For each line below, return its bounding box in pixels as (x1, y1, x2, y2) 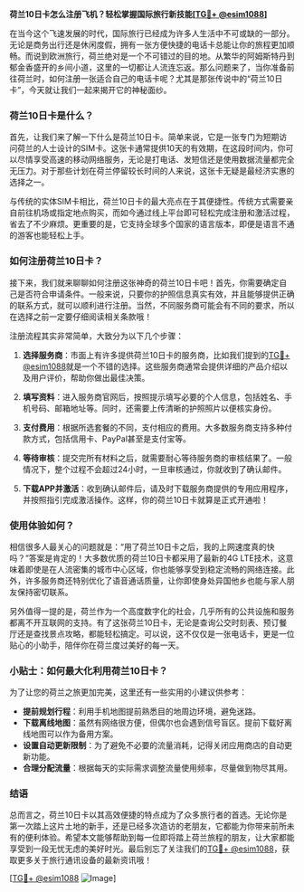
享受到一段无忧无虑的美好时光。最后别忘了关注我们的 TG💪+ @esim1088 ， (9, 843, 282, 854)
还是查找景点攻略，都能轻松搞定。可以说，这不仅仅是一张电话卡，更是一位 (16, 628, 295, 639)
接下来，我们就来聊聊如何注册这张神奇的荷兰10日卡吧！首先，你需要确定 (9, 277, 280, 288)
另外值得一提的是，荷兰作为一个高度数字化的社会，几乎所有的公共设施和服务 (9, 605, 295, 616)
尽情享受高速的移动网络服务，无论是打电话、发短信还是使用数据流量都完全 (16, 154, 295, 166)
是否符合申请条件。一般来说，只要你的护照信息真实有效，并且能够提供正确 (16, 289, 295, 299)
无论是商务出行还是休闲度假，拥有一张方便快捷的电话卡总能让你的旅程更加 (9, 40, 287, 50)
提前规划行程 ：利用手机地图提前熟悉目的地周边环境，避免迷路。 (22, 706, 261, 717)
